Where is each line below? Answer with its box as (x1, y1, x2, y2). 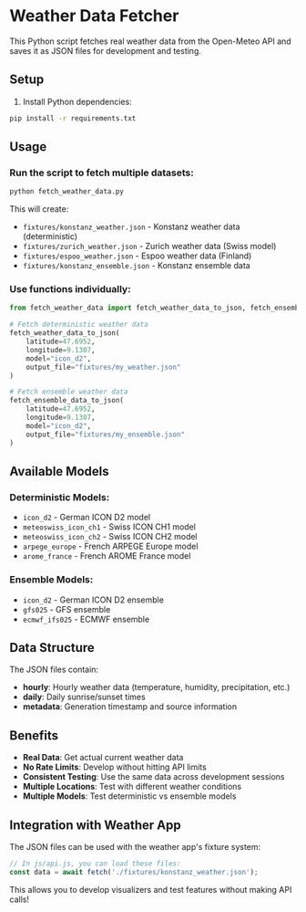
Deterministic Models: (9, 490, 110, 503)
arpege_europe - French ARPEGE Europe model (22, 540, 199, 552)
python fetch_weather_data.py (9, 187, 125, 196)
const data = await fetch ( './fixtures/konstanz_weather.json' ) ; (9, 867, 259, 876)
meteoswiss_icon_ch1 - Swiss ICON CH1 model (22, 521, 196, 532)
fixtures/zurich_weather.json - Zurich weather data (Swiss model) (22, 241, 277, 252)
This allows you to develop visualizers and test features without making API (9, 884, 292, 895)
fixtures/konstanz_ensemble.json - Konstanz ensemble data (22, 260, 250, 271)
